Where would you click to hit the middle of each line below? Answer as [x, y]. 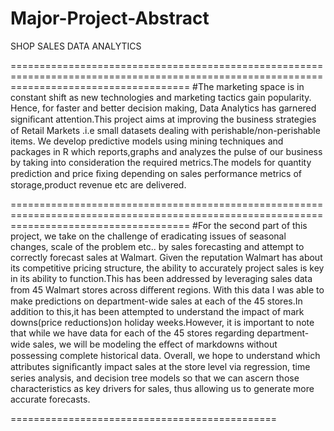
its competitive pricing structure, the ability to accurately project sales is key [167, 268]
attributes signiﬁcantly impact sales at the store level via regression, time [160, 366]
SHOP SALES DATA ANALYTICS [76, 46]
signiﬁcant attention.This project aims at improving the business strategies [163, 119]
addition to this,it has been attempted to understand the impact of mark [157, 311]
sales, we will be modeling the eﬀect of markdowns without [155, 344]
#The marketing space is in [248, 86]
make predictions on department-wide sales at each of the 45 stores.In [156, 301]
